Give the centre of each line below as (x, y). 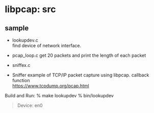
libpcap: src (30, 9)
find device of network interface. (47, 46)
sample (17, 28)
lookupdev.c (25, 40)
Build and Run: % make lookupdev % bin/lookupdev (59, 96)
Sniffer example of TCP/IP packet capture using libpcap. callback (81, 75)
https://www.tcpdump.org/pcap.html (51, 86)
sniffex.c (21, 65)
